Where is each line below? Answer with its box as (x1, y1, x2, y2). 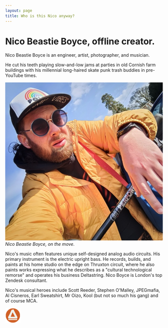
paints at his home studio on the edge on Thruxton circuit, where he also (5, 261, 155, 268)
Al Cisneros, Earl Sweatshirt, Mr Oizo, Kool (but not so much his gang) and (5, 292, 158, 298)
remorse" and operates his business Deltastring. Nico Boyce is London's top (5, 272, 162, 278)
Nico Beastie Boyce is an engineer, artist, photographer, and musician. (5, 52, 150, 58)
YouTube (5, 73, 23, 79)
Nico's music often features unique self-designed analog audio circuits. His (5, 251, 160, 257)
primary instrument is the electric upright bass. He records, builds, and (5, 256, 151, 262)
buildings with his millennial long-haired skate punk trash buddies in (5, 67, 145, 73)
